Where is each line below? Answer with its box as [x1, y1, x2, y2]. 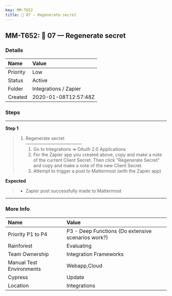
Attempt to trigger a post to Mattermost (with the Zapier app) [33, 168, 161, 174]
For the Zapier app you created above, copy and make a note [33, 152, 162, 158]
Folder [8, 85, 24, 92]
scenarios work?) [66, 234, 109, 241]
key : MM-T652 [5, 7, 33, 13]
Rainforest [8, 242, 33, 249]
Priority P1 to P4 [8, 230, 48, 238]
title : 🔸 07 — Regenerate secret [5, 12, 77, 17]
